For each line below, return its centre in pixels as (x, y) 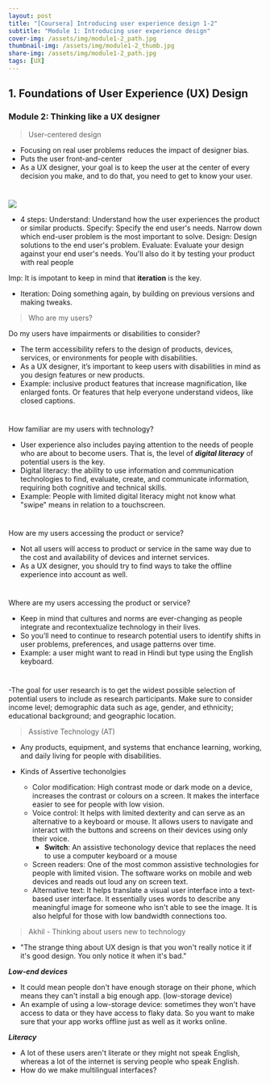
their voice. (51, 838)
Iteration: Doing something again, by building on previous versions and (137, 293)
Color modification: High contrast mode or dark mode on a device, (142, 787)
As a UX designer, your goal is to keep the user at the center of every (135, 167)
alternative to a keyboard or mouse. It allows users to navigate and (143, 821)
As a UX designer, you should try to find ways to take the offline (126, 566)
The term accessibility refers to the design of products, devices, (127, 349)
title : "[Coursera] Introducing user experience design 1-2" (113, 23)
